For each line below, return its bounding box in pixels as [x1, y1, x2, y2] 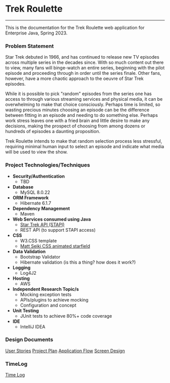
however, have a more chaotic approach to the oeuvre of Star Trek [5, 75, 144, 81]
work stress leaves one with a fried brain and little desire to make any [5, 117, 150, 124]
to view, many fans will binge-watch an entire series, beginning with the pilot [5, 65, 165, 71]
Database [12, 184, 34, 190]
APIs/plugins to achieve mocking [20, 296, 89, 303]
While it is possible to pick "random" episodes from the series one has [5, 91, 152, 97]
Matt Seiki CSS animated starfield [20, 243, 90, 249]
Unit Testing [12, 307, 39, 314]
